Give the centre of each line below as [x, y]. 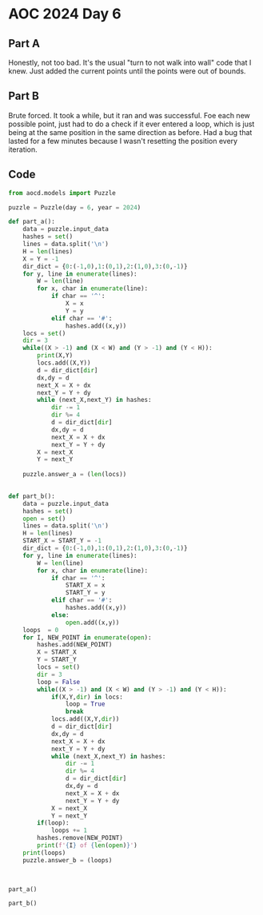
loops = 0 [41, 630]
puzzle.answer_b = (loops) [68, 860]
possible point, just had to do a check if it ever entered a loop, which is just [131, 124]
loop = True [85, 704]
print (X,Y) [55, 356]
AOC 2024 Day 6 [65, 14]
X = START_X [57, 652]
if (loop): [53, 823]
